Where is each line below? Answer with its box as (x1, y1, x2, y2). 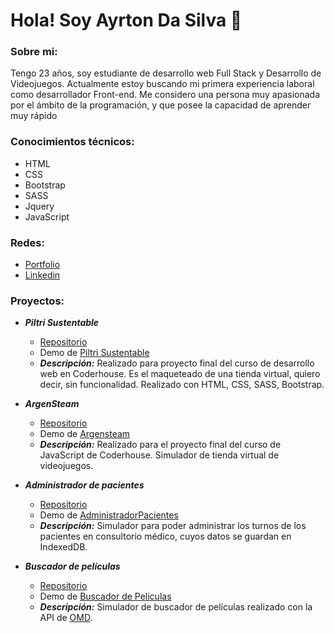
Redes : (10, 235, 45, 249)
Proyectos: (10, 294, 65, 308)
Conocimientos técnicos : (10, 135, 135, 149)
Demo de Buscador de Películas (39, 590, 172, 603)
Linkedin (24, 269, 61, 281)
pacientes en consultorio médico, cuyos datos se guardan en (39, 530, 292, 543)
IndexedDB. (39, 541, 88, 553)
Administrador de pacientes (24, 479, 145, 491)
